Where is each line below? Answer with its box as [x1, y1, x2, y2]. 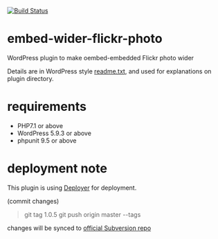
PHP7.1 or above [17, 121, 64, 130]
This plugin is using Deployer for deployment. [7, 184, 137, 192]
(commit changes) [7, 197, 60, 205]
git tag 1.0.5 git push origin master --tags [24, 210, 141, 218]
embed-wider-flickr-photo [7, 31, 163, 46]
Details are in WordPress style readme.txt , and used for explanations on [7, 67, 212, 76]
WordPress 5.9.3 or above [17, 129, 92, 137]
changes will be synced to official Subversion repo [7, 224, 152, 232]
